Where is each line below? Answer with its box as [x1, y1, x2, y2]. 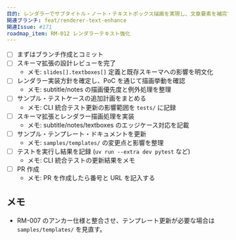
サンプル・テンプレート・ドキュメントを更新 [16, 130, 147, 138]
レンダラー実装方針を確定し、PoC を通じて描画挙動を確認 [16, 77, 186, 85]
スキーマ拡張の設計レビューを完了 [16, 59, 116, 68]
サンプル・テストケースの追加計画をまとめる [16, 94, 147, 103]
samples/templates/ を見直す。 [16, 225, 106, 233]
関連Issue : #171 [6, 23, 52, 30]
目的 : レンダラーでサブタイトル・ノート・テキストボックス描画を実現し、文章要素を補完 [6, 10, 228, 18]
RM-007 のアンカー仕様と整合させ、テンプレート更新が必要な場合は [16, 216, 216, 225]
